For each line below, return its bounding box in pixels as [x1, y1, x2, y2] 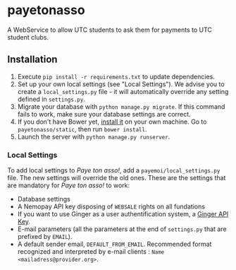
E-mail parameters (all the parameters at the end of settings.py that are [17, 225, 227, 233]
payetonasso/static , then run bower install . [17, 124, 147, 133]
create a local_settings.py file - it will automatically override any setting [17, 87, 229, 95]
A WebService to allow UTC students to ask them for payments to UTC [7, 25, 213, 34]
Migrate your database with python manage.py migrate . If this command [17, 102, 225, 111]
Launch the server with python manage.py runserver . [17, 132, 170, 141]
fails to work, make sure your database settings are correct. [17, 110, 192, 118]
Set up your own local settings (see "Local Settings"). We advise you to [17, 80, 225, 88]
